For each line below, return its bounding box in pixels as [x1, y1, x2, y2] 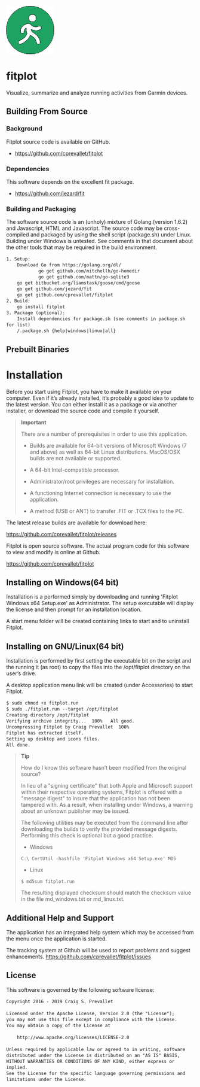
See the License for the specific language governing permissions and [6, 1070, 186, 1076]
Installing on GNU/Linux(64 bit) [6, 641, 124, 651]
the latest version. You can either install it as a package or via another [6, 400, 177, 408]
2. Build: [6, 298, 31, 304]
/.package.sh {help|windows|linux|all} [17, 328, 116, 334]
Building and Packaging [6, 205, 76, 213]
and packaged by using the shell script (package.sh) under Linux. [30, 231, 192, 238]
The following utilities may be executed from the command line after [20, 819, 189, 827]
